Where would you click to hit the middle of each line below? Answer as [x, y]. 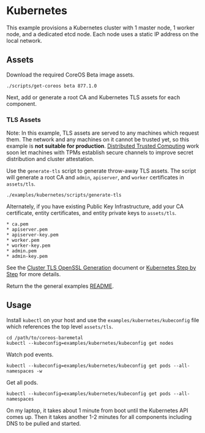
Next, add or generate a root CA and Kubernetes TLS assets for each [93, 97]
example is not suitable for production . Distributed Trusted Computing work [103, 146]
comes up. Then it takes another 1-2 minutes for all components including [99, 416]
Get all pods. [22, 382]
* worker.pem [23, 240]
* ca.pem [17, 224]
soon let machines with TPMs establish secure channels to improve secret [100, 152]
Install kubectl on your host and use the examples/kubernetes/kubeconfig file [103, 320]
